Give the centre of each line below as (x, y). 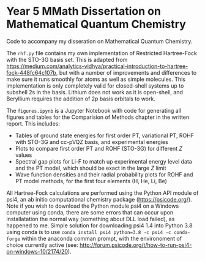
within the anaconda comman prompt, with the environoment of (102, 238)
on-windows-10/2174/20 (37, 251)
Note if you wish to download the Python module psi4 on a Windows (93, 206)
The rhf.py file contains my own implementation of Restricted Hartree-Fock (102, 53)
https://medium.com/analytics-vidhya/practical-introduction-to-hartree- (97, 66)
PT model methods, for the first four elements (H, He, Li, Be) (91, 181)
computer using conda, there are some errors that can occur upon (90, 212)
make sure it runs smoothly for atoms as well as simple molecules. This (96, 79)
